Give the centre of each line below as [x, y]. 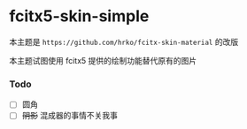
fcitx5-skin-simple [79, 16]
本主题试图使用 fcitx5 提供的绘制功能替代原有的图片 [103, 60]
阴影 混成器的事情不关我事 [69, 116]
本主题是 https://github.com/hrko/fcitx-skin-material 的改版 [124, 42]
